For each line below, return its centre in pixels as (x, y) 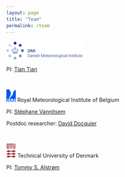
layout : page (23, 13)
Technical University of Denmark (58, 155)
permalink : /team (28, 25)
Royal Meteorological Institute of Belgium (68, 99)
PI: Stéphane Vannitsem (36, 112)
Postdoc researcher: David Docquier (52, 123)
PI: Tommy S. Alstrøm (33, 167)
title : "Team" (24, 19)
